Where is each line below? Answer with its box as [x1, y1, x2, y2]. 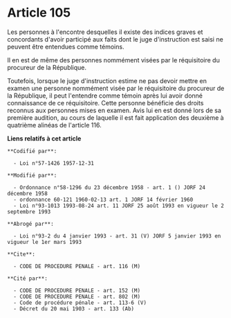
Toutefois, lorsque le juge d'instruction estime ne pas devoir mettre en [7, 76, 207, 85]
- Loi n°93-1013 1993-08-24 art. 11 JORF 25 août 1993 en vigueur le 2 [13, 202, 225, 209]
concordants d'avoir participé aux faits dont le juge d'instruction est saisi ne [7, 35, 223, 43]
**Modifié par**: [7, 172, 57, 179]
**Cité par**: [7, 275, 48, 282]
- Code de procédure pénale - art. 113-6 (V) [13, 299, 147, 306]
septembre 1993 [7, 208, 51, 215]
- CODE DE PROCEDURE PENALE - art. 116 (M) [13, 263, 140, 270]
